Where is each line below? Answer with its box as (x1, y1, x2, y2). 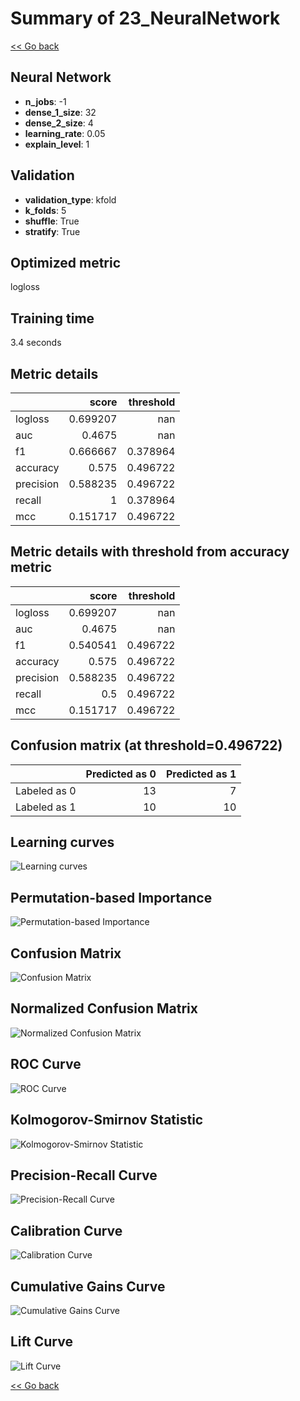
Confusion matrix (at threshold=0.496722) (10, 737, 283, 754)
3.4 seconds (10, 337, 62, 349)
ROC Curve (10, 1056, 82, 1073)
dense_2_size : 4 (24, 117, 94, 129)
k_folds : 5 (24, 204, 67, 216)
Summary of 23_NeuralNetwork (10, 7, 281, 30)
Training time (10, 310, 95, 327)
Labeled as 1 (15, 800, 77, 814)
